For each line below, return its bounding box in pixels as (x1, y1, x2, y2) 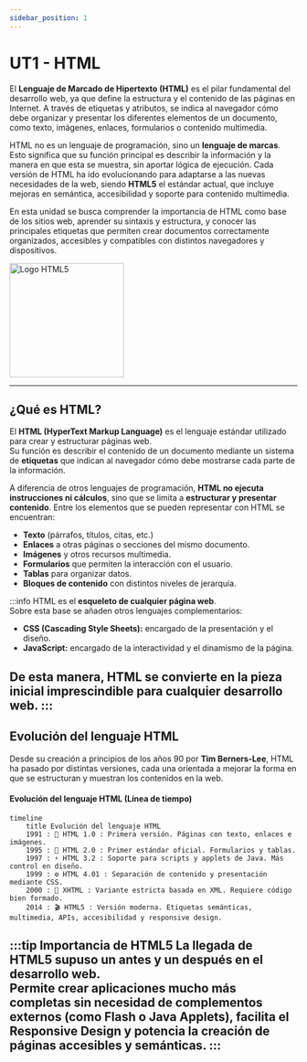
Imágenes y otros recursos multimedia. (22, 549, 172, 560)
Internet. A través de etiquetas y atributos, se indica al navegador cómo (9, 102, 279, 113)
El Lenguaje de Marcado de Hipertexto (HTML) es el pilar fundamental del (9, 83, 291, 94)
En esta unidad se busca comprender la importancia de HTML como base (9, 206, 287, 217)
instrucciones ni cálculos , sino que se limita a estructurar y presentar (9, 493, 277, 504)
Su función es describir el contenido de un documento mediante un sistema (9, 445, 295, 457)
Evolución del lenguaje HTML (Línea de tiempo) (9, 793, 193, 804)
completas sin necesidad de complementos (9, 995, 263, 1011)
